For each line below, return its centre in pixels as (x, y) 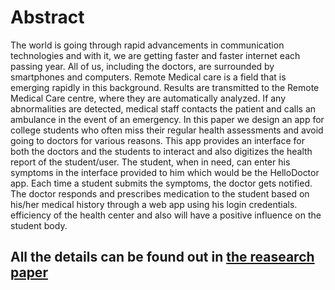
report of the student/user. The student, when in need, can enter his (150, 162)
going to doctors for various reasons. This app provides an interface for (158, 140)
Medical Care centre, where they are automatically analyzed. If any (148, 98)
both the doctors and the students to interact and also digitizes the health (161, 151)
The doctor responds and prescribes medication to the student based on (160, 193)
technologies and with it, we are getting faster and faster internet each (155, 55)
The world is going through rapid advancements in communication (147, 45)
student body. (39, 225)
